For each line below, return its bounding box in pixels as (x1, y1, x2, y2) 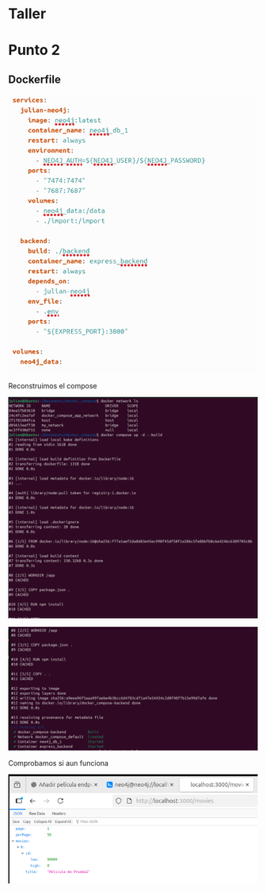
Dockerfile (8, 72, 62, 86)
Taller (8, 5, 47, 23)
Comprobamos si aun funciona (8, 758, 109, 767)
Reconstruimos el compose (8, 380, 97, 390)
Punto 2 (8, 41, 61, 60)
